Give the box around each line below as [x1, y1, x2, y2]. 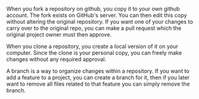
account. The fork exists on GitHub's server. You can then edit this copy [6, 12, 187, 19]
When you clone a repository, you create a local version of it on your [6, 43, 178, 50]
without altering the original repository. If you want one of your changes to [6, 18, 194, 25]
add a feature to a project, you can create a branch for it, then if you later [6, 74, 190, 81]
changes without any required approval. [6, 56, 107, 63]
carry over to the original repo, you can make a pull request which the [6, 24, 182, 32]
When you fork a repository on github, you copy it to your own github [6, 5, 180, 12]
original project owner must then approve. [6, 31, 112, 38]
